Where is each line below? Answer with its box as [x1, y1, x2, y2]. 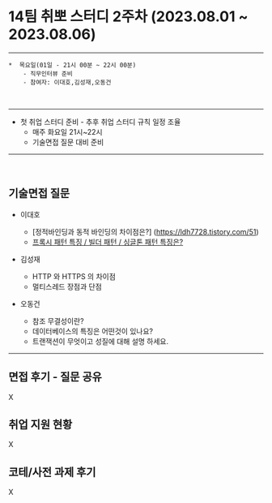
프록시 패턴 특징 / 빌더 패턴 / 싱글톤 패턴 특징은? [32, 237, 184, 247]
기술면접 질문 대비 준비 [32, 137, 104, 147]
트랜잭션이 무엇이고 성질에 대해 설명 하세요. [32, 336, 169, 346]
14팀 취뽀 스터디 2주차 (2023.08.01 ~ [8, 7, 249, 26]
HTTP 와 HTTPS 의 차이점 [32, 271, 116, 281]
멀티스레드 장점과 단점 [32, 282, 103, 291]
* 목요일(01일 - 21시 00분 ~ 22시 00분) [8, 61, 137, 69]
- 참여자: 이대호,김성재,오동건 [23, 78, 112, 86]
